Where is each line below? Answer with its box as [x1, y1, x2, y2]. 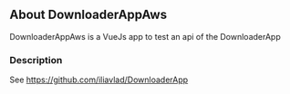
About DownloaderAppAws [9, 7, 167, 23]
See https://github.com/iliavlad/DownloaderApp [9, 74, 189, 85]
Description [9, 53, 63, 66]
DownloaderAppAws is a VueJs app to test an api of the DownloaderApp [9, 31, 281, 42]
